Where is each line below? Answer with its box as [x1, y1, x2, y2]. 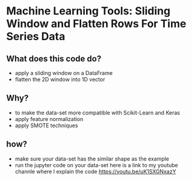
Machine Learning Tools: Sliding [6, 4, 170, 18]
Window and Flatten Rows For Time [6, 17, 187, 31]
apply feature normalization [14, 115, 84, 122]
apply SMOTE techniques [14, 122, 78, 129]
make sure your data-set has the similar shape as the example [14, 155, 170, 162]
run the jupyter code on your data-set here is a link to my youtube [14, 161, 179, 168]
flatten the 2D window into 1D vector [14, 76, 105, 83]
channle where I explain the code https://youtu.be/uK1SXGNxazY [14, 168, 176, 175]
